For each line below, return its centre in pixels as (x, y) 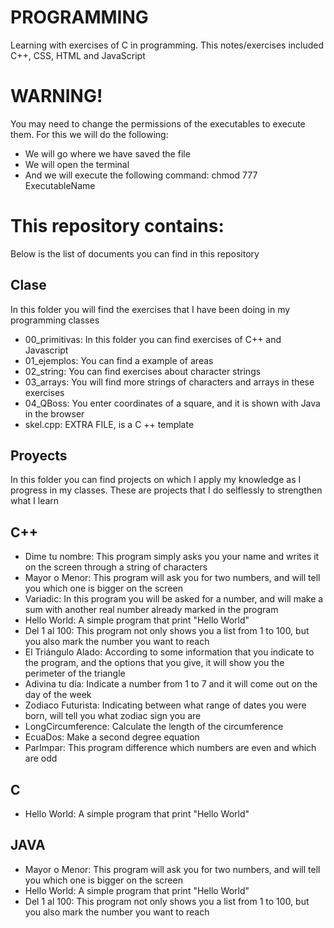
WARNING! (56, 96)
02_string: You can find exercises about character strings (143, 371)
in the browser (54, 413)
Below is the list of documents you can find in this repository (135, 253)
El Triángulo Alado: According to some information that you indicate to (169, 652)
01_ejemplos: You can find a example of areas (119, 360)
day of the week (58, 695)
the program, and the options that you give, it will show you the (154, 663)
